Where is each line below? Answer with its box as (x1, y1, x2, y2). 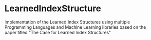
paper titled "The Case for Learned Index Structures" (4, 29, 111, 35)
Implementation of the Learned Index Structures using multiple (4, 19, 130, 25)
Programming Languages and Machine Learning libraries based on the (4, 24, 146, 30)
